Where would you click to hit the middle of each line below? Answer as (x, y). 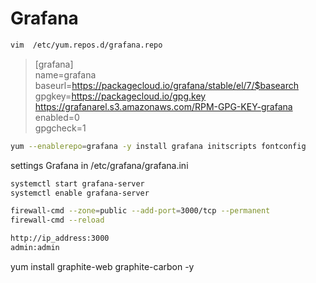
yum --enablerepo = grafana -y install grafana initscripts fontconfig (158, 146)
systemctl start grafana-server (77, 183)
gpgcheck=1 (60, 128)
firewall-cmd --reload (57, 220)
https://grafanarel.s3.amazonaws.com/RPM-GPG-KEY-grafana (163, 106)
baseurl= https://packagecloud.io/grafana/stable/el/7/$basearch (166, 85)
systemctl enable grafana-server (80, 193)
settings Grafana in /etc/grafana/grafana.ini (99, 165)
